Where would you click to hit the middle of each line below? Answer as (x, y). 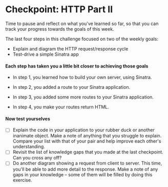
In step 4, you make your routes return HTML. (61, 107)
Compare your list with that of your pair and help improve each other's (87, 141)
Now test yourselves (28, 119)
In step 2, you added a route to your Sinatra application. (71, 87)
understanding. (29, 147)
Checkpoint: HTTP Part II (59, 9)
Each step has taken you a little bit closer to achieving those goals (77, 66)
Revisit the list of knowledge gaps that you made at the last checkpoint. (88, 152)
